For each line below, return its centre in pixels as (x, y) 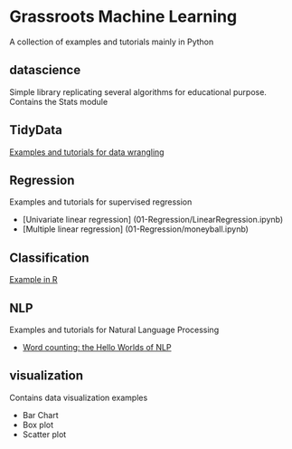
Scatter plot (44, 434)
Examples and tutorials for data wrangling (87, 152)
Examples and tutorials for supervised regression (101, 202)
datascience (45, 70)
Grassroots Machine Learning (123, 17)
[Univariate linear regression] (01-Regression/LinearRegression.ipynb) (153, 220)
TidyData (36, 130)
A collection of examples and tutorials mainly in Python (112, 42)
